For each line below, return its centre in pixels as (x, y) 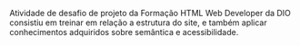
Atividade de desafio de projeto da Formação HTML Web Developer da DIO (150, 13)
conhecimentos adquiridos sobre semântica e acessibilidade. (124, 32)
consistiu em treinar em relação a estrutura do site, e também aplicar (138, 23)
